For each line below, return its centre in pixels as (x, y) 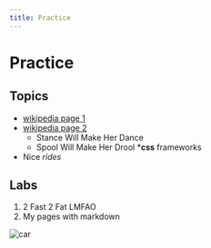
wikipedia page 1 (54, 118)
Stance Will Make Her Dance (90, 137)
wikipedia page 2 (55, 127)
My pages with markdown (71, 217)
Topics (29, 96)
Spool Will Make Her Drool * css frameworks (119, 147)
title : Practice (40, 18)
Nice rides (42, 156)
